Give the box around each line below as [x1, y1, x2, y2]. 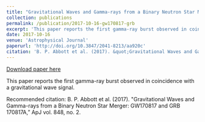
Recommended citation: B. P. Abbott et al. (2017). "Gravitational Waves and [6, 95, 195, 102]
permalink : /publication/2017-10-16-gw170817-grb [6, 20, 135, 26]
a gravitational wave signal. [6, 84, 75, 91]
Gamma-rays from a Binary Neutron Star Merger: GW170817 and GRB [6, 102, 181, 109]
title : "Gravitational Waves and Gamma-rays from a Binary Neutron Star [6, 9, 195, 15]
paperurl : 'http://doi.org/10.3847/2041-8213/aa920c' [6, 43, 146, 49]
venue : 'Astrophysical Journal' [6, 37, 88, 43]
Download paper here [6, 65, 61, 73]
